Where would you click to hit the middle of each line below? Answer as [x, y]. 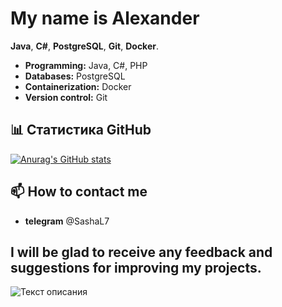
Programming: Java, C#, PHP [86, 65]
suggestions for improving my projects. [136, 267]
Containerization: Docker [78, 86]
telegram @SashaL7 [67, 221]
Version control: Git [66, 97]
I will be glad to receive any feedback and [141, 252]
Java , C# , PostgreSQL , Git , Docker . [85, 46]
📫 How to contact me [79, 192]
